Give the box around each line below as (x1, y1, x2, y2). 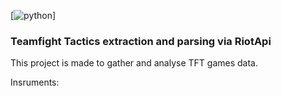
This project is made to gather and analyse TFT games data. (10, 57, 258, 69)
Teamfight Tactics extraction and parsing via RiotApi (10, 34, 272, 48)
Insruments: (10, 76, 60, 89)
